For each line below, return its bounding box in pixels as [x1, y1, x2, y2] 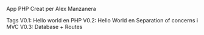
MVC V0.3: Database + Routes [6, 24, 83, 30]
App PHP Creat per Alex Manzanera [6, 5, 96, 12]
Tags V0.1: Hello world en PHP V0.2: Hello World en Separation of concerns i [6, 17, 199, 24]
